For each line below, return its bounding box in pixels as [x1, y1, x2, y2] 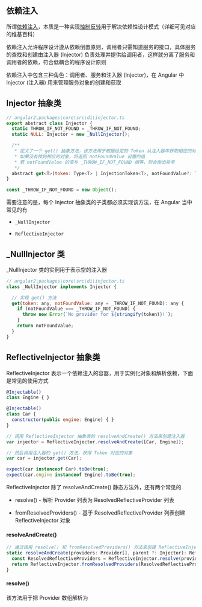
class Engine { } [6, 394, 50, 400]
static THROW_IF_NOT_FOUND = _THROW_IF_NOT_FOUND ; [11, 126, 141, 132]
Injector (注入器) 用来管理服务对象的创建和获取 [6, 79, 121, 86]
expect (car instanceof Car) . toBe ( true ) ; [6, 466, 109, 472]
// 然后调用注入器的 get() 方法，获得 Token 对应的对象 [6, 449, 133, 456]
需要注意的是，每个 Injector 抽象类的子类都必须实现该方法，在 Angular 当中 [6, 199, 192, 206]
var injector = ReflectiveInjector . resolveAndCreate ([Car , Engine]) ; [6, 438, 185, 445]
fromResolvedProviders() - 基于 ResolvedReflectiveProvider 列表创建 [14, 509, 185, 516]
